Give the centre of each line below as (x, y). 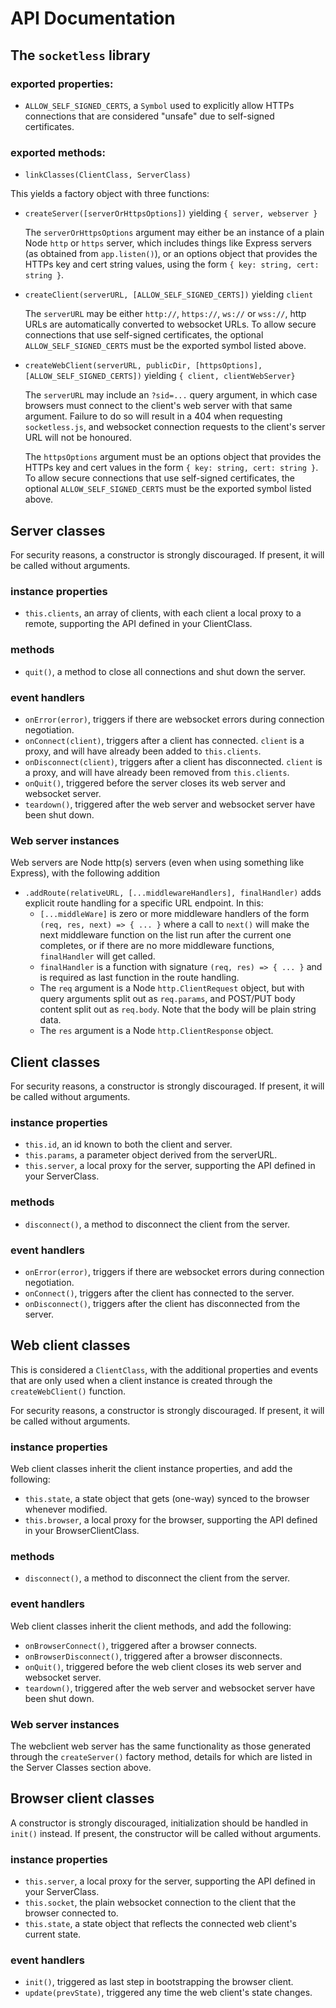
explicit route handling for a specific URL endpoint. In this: (144, 903)
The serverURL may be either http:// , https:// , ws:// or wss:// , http (165, 314)
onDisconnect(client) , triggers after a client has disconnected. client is (173, 761)
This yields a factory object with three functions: (110, 194)
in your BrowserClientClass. (82, 1530)
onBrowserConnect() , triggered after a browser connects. (141, 1645)
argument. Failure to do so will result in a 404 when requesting (153, 416)
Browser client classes (82, 1798)
